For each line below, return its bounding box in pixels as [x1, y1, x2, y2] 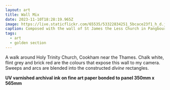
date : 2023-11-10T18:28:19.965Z [5, 17, 73, 22]
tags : [5, 31, 17, 36]
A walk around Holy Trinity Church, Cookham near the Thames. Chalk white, [5, 54, 164, 60]
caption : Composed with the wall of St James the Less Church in [5, 26, 146, 31]
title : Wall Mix [5, 12, 39, 17]
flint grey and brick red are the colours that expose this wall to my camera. [5, 59, 160, 66]
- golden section [10, 40, 47, 46]
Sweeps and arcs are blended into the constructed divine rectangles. [5, 65, 149, 71]
